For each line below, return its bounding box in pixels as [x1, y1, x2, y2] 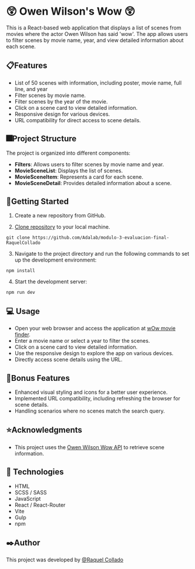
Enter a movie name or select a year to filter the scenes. [14, 337, 150, 344]
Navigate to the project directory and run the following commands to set [14, 250, 190, 257]
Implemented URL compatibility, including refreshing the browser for [14, 395, 180, 401]
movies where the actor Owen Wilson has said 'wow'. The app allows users [6, 30, 188, 37]
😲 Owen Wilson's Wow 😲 [6, 5, 136, 18]
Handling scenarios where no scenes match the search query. [14, 407, 165, 414]
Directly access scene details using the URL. [14, 356, 123, 363]
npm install [6, 268, 35, 274]
